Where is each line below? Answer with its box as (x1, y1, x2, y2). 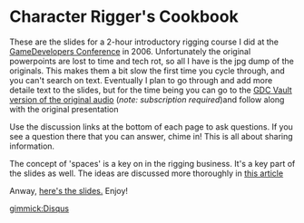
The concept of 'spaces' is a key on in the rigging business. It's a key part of (9, 158, 296, 169)
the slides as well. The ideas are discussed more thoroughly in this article (9, 168, 284, 179)
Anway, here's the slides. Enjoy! (9, 185, 129, 196)
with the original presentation (9, 103, 119, 114)
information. (9, 141, 55, 151)
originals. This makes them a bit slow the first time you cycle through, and (9, 65, 286, 76)
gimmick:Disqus (9, 202, 70, 214)
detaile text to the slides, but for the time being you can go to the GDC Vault (9, 84, 292, 95)
